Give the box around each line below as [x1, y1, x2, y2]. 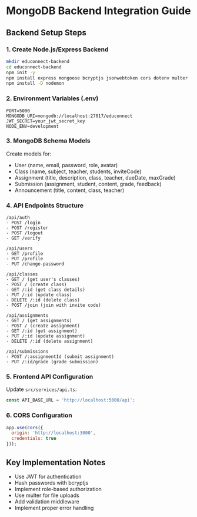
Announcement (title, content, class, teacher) [14, 187, 125, 194]
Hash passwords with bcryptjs [14, 479, 89, 486]
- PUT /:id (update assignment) [6, 333, 85, 339]
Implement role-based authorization [14, 485, 102, 492]
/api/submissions [6, 349, 49, 354]
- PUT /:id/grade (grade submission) [6, 359, 99, 365]
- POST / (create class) [6, 281, 67, 288]
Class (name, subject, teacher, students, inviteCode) [14, 168, 142, 175]
